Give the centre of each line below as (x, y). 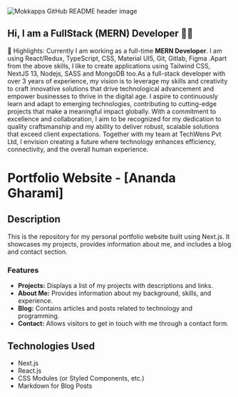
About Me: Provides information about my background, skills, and (114, 293)
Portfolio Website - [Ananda (92, 178)
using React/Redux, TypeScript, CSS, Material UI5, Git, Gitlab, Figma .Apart (117, 58)
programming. (38, 316)
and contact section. (37, 252)
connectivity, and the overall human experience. (78, 149)
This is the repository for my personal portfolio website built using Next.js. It (119, 236)
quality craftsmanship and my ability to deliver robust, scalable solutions (113, 126)
